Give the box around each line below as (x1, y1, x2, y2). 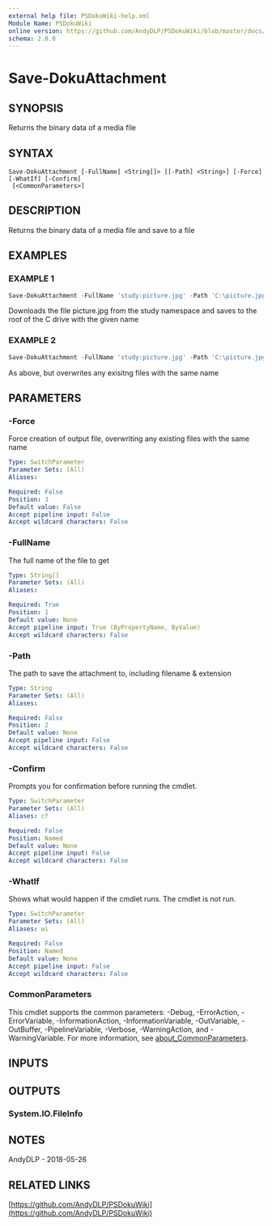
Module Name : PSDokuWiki (8, 19, 92, 28)
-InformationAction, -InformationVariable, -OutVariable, (56, 1016, 240, 1025)
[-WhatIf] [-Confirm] (8, 175, 82, 183)
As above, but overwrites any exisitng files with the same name (8, 367, 219, 377)
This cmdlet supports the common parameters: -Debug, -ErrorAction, (8, 1007, 240, 1016)
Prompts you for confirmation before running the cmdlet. (8, 782, 198, 791)
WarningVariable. (8, 1033, 66, 1042)
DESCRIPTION (8, 204, 81, 218)
